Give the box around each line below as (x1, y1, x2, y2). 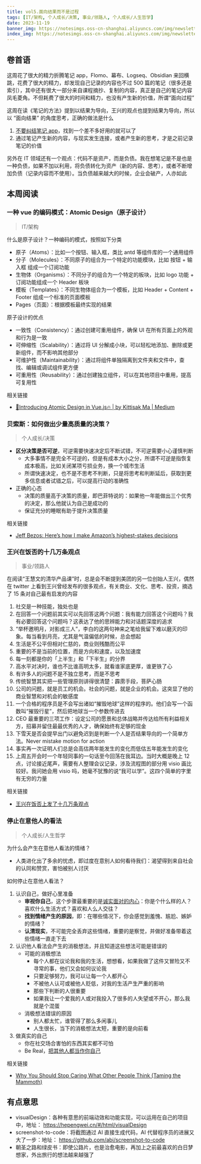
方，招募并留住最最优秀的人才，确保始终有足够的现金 (15, 722, 147, 730)
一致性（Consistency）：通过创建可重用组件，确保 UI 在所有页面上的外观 (15, 326, 193, 333)
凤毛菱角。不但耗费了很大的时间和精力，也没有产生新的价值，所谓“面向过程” (7, 94, 194, 101)
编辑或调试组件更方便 (26, 363, 79, 371)
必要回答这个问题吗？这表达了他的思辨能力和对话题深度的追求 (20, 618, 172, 625)
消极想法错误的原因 (24, 1010, 72, 1017)
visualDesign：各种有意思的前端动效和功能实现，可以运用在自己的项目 (15, 1114, 188, 1121)
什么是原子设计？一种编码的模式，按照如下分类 (7, 236, 122, 243)
